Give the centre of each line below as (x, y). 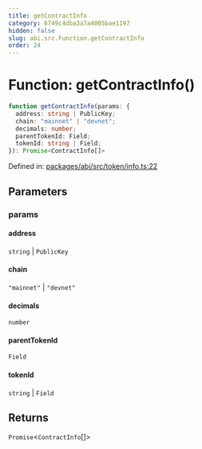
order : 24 (25, 46)
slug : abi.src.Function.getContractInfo (77, 38)
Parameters (38, 192)
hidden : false (32, 30)
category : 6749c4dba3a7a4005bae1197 (69, 23)
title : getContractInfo (48, 16)
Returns (29, 417)
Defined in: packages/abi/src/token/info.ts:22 (83, 166)
